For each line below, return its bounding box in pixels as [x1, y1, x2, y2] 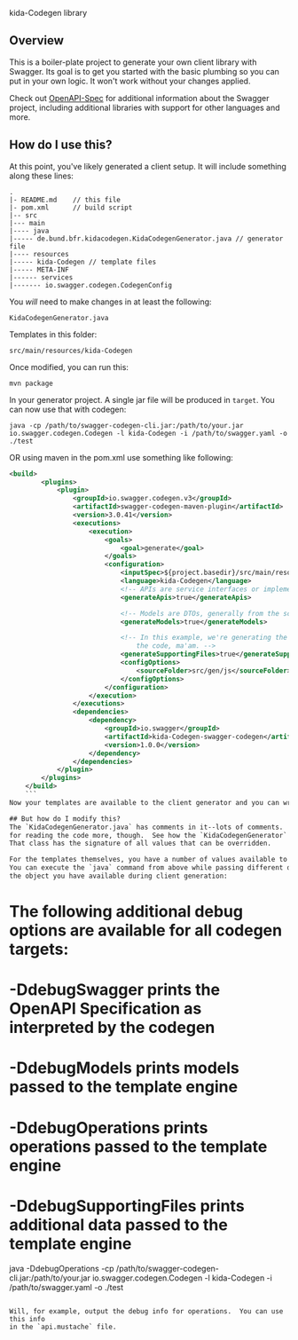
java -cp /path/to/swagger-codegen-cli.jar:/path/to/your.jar [9, 421, 244, 430]
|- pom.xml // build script [9, 203, 133, 212]
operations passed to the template [9, 1136, 268, 1156]
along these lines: [9, 170, 74, 181]
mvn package [9, 379, 53, 388]
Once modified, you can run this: [9, 361, 129, 372]
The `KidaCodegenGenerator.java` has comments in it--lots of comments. [9, 823, 284, 832]
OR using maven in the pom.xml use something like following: [9, 452, 233, 462]
